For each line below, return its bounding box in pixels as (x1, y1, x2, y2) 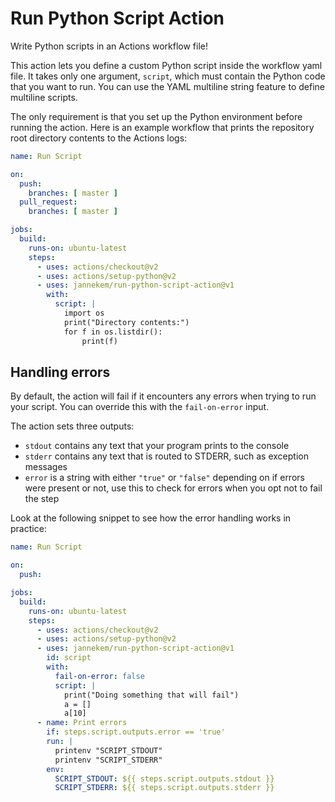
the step (24, 493, 60, 505)
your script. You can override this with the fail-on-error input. (10, 401, 270, 413)
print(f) (81, 336, 118, 346)
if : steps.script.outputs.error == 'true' (46, 727, 226, 737)
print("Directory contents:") (63, 317, 190, 327)
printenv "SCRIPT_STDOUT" (54, 745, 163, 756)
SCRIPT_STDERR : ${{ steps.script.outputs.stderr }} (54, 783, 275, 793)
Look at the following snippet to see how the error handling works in (10, 512, 292, 524)
